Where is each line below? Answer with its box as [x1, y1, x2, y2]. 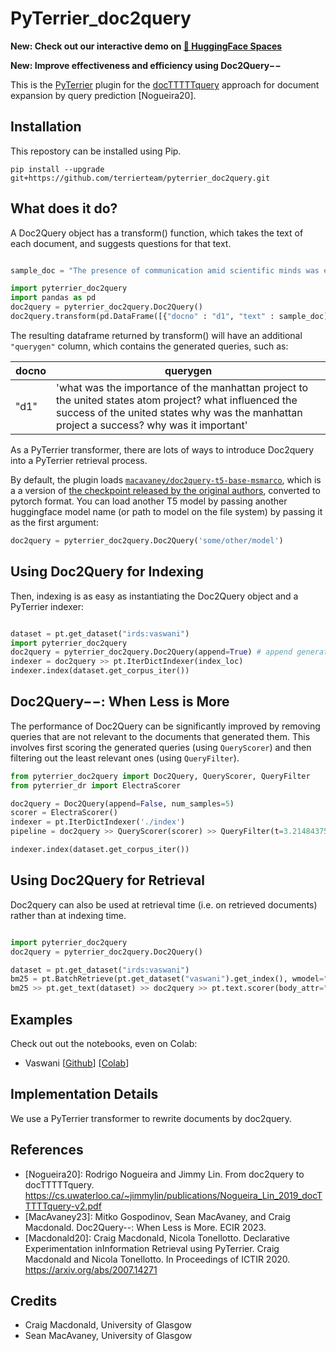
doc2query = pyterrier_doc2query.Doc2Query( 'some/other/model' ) [10, 535, 284, 546]
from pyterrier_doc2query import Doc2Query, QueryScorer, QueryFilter [10, 771, 311, 781]
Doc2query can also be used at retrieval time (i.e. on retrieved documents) [10, 898, 318, 911]
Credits [10, 1292, 58, 1309]
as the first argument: [10, 516, 99, 528]
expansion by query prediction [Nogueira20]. [10, 89, 197, 101]
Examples [10, 1011, 73, 1028]
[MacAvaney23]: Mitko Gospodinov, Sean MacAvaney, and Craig [24, 1210, 291, 1222]
